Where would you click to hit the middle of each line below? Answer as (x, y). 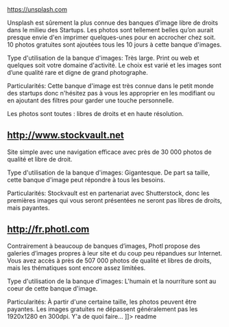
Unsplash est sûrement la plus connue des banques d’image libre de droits (112, 23)
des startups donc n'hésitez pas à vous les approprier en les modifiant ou (111, 93)
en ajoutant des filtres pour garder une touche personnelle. (91, 100)
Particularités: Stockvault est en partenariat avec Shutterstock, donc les (108, 193)
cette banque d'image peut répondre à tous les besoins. (86, 179)
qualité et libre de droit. (40, 159)
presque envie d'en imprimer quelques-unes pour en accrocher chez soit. (111, 37)
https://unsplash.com (37, 9)
